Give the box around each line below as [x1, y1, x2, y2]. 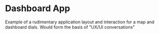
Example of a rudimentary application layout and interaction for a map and [5, 19, 155, 25]
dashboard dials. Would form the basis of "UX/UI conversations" [5, 24, 135, 30]
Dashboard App [5, 3, 70, 14]
